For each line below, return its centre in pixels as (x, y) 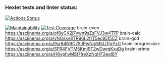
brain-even (88, 28)
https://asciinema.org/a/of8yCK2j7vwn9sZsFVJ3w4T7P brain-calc (73, 33)
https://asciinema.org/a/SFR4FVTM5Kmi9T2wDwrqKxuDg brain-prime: (78, 49)
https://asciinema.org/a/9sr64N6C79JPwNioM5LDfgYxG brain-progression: (83, 44)
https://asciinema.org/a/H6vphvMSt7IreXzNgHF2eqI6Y (61, 54)
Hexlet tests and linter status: (41, 7)
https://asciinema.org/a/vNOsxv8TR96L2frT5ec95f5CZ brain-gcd (72, 38)
